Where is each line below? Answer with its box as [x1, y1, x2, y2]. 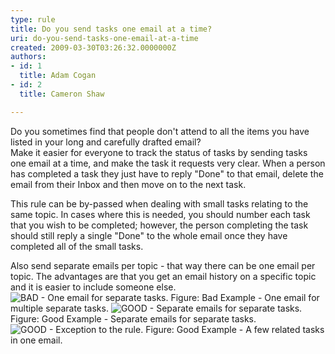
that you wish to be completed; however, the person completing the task [10, 219, 309, 231]
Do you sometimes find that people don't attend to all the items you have [10, 125, 310, 137]
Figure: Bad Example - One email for [170, 291, 320, 303]
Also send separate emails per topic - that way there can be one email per [10, 259, 316, 271]
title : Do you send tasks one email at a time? [10, 24, 213, 34]
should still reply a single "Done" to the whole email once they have [10, 229, 288, 241]
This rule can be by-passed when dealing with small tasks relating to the [10, 197, 309, 210]
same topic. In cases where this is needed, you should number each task [10, 208, 311, 220]
